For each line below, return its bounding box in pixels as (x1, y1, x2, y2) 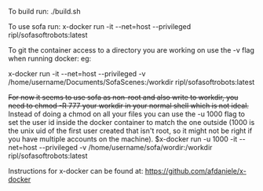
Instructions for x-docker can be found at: (8, 167, 144, 175)
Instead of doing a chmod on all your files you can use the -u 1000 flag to (8, 109, 246, 119)
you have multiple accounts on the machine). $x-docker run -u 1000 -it (8, 134, 238, 144)
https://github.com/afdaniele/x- (144, 167, 247, 175)
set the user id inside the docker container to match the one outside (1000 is (8, 118, 255, 127)
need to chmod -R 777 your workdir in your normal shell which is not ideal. (8, 101, 250, 110)
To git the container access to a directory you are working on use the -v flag (8, 46, 255, 54)
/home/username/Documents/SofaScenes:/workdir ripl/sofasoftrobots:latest (8, 78, 255, 86)
